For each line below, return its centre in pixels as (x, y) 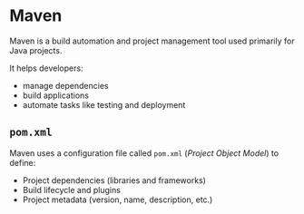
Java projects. (36, 50)
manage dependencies (65, 85)
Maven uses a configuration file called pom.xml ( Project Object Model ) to (144, 153)
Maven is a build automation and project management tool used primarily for (152, 41)
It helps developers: (46, 68)
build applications (55, 95)
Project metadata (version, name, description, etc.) (118, 199)
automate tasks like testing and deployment (104, 104)
